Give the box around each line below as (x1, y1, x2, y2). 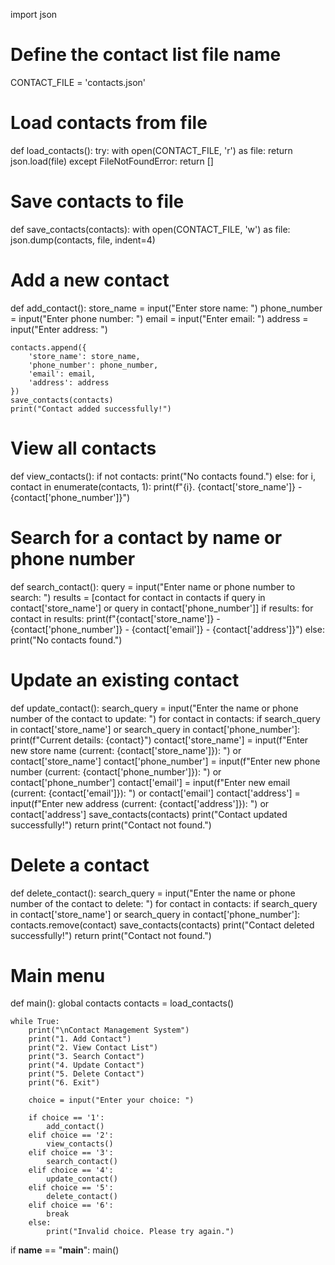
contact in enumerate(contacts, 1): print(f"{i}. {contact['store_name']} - (10, 480, 303, 493)
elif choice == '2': (28, 1130, 114, 1141)
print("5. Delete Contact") (28, 1069, 145, 1079)
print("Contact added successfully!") (10, 404, 172, 414)
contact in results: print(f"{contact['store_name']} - (10, 612, 221, 624)
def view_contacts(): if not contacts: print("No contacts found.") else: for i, (10, 470, 317, 482)
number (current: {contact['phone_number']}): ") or (10, 765, 222, 778)
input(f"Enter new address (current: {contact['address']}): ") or (10, 797, 270, 809)
